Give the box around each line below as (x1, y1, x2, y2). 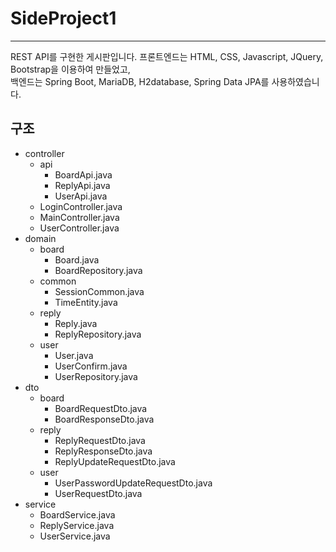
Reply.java (54, 317, 98, 329)
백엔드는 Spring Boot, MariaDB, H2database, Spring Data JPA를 (10, 75, 270, 87)
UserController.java (39, 222, 120, 234)
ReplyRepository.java (54, 328, 142, 340)
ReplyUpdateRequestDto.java (54, 455, 176, 467)
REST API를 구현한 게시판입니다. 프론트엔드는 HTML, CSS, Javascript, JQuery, (10, 50, 324, 62)
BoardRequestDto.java (54, 402, 148, 414)
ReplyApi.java (54, 179, 111, 191)
